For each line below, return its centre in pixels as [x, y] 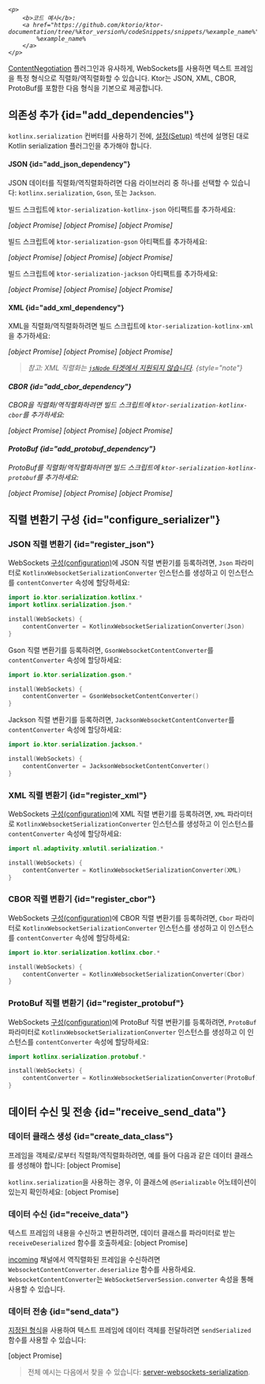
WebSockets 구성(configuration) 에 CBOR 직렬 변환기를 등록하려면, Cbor [121, 917]
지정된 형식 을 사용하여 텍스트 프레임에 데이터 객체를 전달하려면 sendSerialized [130, 1330]
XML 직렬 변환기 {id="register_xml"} [78, 795]
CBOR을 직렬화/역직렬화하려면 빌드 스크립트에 [79, 405]
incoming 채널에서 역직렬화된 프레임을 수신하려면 [84, 1260]
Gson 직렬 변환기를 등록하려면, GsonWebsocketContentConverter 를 [111, 650]
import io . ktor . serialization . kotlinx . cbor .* [84, 953]
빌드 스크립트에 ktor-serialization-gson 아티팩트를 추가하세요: [108, 242]
